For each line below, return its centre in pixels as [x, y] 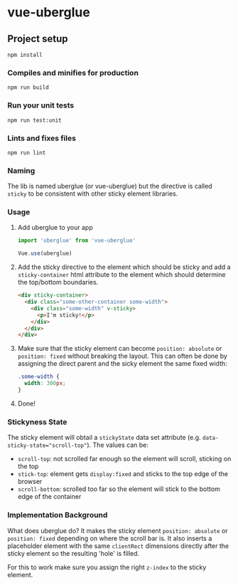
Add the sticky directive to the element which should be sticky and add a [124, 267]
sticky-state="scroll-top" [47, 446]
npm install [25, 55]
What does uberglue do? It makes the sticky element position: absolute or [118, 530]
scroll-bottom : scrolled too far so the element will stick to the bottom [119, 489]
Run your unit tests [41, 105]
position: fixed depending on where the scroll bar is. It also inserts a [110, 538]
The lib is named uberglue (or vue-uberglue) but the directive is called [110, 186]
